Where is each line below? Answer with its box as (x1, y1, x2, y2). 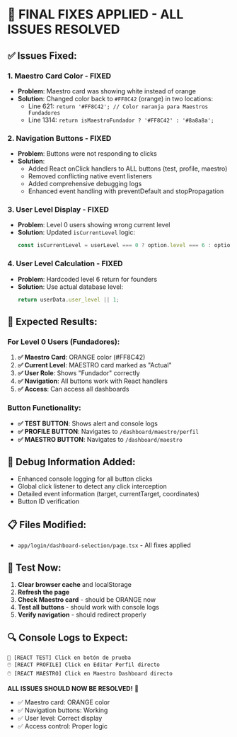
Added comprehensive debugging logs (28, 180, 142, 188)
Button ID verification (17, 497, 80, 505)
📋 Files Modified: (7, 518, 87, 530)
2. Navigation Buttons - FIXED (7, 133, 112, 143)
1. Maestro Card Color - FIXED (7, 71, 112, 81)
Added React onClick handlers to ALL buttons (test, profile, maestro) (28, 164, 228, 173)
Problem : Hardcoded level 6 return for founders (17, 275, 158, 283)
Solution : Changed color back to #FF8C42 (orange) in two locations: (17, 94, 214, 103)
